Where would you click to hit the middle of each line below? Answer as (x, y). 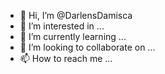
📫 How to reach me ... (66, 58)
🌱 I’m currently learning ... (73, 36)
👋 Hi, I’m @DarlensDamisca (76, 15)
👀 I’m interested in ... (62, 26)
